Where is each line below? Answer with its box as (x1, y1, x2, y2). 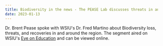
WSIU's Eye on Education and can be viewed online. (5, 35, 110, 41)
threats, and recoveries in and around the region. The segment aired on (5, 30, 148, 36)
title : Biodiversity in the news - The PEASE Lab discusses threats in (5, 7, 153, 12)
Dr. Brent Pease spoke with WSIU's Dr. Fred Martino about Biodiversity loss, (5, 25, 157, 31)
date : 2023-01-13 (5, 12, 40, 16)
